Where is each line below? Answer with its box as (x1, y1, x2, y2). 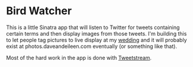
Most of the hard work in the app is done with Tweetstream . (6, 54, 152, 61)
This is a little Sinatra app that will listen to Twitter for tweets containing (6, 24, 180, 31)
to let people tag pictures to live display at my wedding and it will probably (6, 36, 187, 43)
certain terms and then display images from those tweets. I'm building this (6, 30, 187, 37)
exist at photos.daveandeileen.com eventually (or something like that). (6, 43, 178, 50)
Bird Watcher (6, 4, 72, 18)
